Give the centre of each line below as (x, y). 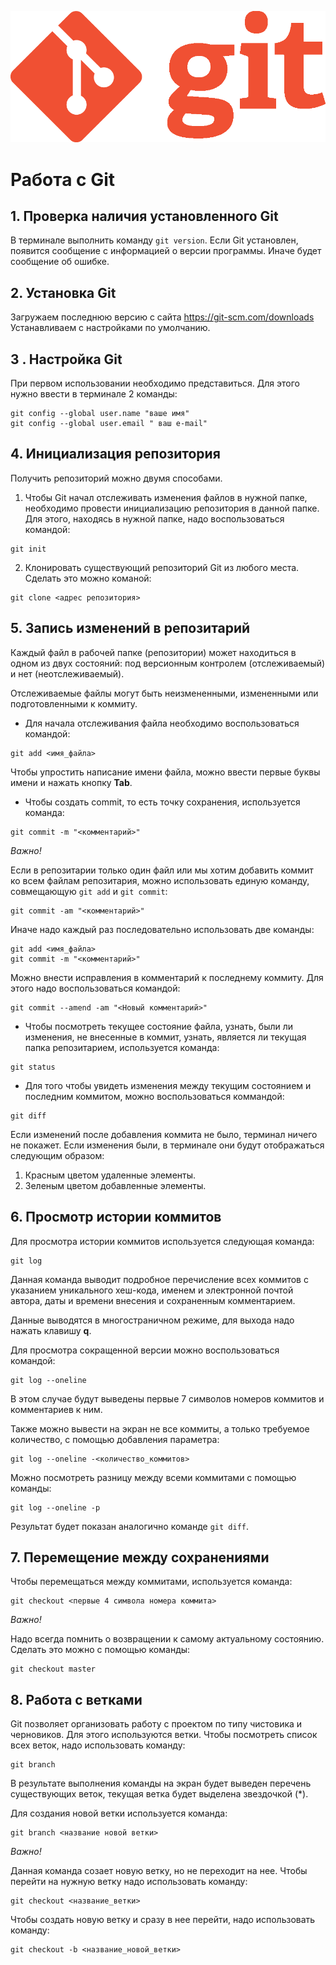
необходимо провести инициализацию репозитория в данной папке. (172, 508)
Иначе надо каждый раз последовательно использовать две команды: (162, 929)
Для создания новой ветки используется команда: (119, 1813)
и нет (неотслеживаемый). (67, 673)
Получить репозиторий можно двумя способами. (116, 478)
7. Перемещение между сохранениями (140, 1557)
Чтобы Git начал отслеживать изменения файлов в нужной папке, (166, 497)
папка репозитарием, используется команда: (122, 1047)
